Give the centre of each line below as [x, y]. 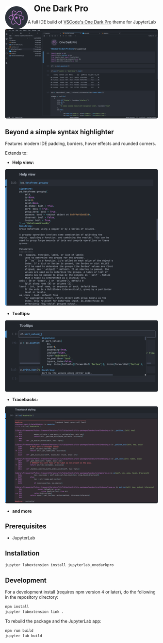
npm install [17, 607]
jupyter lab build [24, 636]
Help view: [23, 162]
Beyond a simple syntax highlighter [59, 132]
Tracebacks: [25, 399]
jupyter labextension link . [34, 612]
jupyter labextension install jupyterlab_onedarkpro [59, 565]
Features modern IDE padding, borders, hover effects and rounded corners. [81, 143]
